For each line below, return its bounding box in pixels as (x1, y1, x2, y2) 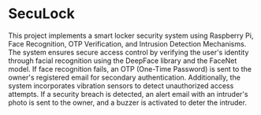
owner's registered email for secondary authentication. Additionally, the (8, 72, 240, 82)
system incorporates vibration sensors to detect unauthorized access (8, 80, 234, 91)
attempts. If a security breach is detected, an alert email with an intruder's (8, 89, 248, 98)
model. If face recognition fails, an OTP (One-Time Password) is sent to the (8, 64, 252, 73)
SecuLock (8, 5, 75, 23)
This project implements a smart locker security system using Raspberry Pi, (8, 31, 254, 40)
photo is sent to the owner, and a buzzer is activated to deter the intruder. (8, 98, 247, 107)
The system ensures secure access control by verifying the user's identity (8, 47, 249, 57)
